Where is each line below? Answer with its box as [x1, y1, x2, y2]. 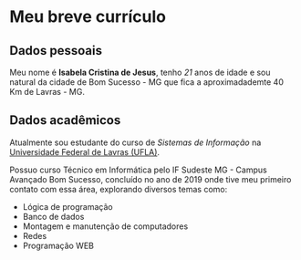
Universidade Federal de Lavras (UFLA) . [9, 146, 161, 157]
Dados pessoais [9, 43, 103, 58]
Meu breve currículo [9, 6, 167, 27]
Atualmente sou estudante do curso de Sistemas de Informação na [9, 137, 262, 148]
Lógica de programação [22, 201, 113, 212]
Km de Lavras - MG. [9, 87, 85, 97]
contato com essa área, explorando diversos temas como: [9, 183, 228, 194]
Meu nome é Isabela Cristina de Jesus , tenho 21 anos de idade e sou [9, 67, 271, 78]
